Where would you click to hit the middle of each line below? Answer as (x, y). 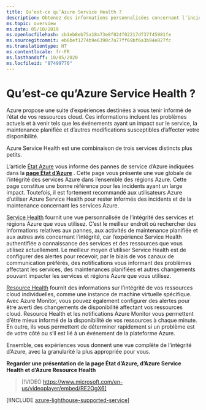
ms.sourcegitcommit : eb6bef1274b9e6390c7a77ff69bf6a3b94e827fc (89, 40)
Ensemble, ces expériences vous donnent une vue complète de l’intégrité (99, 345)
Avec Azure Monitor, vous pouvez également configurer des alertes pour (98, 301)
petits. (14, 155)
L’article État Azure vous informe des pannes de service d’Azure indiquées (100, 166)
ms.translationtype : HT (37, 47)
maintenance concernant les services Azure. (63, 206)
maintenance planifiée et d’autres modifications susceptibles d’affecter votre (103, 130)
